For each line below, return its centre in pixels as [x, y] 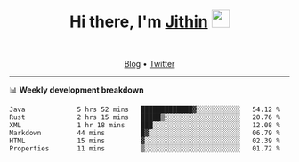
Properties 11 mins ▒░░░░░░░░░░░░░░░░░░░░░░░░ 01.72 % [145, 148]
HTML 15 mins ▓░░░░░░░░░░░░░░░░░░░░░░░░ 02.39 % [145, 141]
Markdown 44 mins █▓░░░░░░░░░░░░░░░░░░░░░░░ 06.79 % [145, 133]
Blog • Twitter [149, 63]
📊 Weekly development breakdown [77, 90]
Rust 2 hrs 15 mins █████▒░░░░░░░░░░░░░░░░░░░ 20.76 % [145, 117]
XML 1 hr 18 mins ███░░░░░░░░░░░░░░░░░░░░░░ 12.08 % [145, 125]
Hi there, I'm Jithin [139, 22]
